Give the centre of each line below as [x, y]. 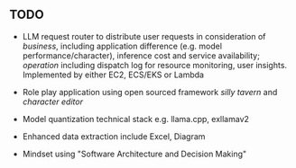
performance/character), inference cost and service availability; [141, 55]
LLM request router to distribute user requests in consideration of [144, 36]
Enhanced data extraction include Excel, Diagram [114, 136]
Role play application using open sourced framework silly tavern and [150, 92]
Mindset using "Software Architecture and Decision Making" [134, 154]
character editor [53, 102]
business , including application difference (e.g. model [122, 46]
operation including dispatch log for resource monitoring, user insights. [154, 65]
